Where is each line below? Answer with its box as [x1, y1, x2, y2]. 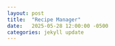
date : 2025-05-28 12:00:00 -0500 [7, 22, 109, 29]
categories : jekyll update [7, 28, 84, 36]
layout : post [7, 9, 44, 17]
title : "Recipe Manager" [7, 16, 81, 23]
